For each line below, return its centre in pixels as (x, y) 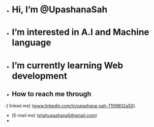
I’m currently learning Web (67, 65)
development (39, 76)
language (31, 43)
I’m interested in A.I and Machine (80, 32)
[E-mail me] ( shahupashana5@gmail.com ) (54, 116)
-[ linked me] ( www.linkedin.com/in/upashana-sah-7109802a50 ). (70, 106)
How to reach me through (51, 94)
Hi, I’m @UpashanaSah (60, 10)
